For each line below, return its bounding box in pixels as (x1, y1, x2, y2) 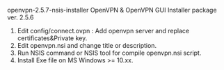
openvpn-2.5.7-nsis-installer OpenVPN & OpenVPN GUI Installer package (7, 6, 217, 14)
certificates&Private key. (17, 34, 88, 42)
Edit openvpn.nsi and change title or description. (17, 42, 157, 49)
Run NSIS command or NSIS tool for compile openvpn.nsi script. (17, 49, 202, 57)
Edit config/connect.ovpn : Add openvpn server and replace (17, 27, 190, 35)
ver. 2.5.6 (7, 13, 34, 21)
